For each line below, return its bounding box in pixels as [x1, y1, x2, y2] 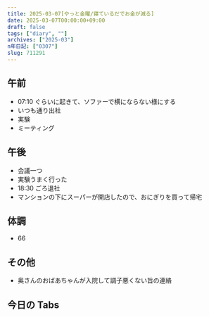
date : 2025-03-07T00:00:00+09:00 [7, 17, 106, 24]
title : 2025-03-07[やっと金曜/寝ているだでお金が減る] [7, 10, 155, 18]
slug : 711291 [7, 50, 46, 57]
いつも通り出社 [17, 106, 61, 115]
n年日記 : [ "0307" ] [7, 43, 58, 50]
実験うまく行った [17, 175, 68, 183]
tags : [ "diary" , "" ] [7, 30, 68, 37]
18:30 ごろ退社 [17, 183, 61, 192]
